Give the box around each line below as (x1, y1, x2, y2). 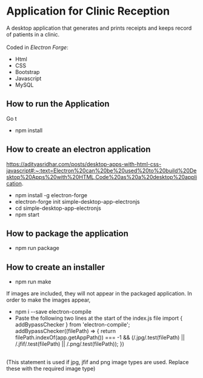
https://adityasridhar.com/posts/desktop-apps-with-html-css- (6, 160, 162, 167)
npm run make (15, 278, 52, 286)
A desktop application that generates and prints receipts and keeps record (6, 24, 192, 32)
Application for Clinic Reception (6, 4, 170, 18)
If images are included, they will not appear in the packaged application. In (6, 290, 193, 297)
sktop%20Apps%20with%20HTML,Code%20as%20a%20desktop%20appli (6, 173, 198, 180)
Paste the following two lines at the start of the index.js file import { (15, 314, 183, 322)
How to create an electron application (6, 144, 151, 155)
